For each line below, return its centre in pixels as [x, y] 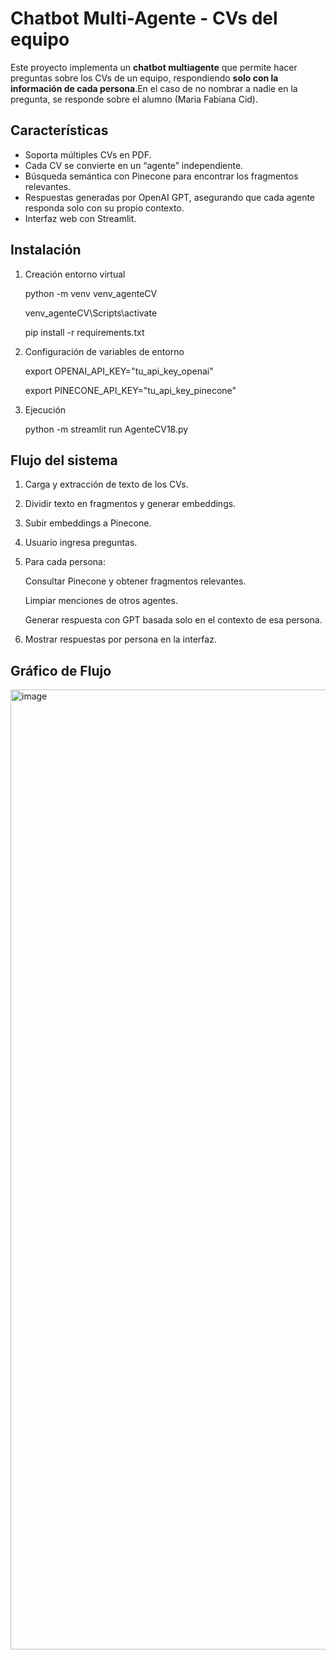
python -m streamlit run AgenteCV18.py [106, 429]
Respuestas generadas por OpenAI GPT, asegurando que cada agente [170, 197]
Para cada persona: [65, 562]
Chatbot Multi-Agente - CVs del [144, 18]
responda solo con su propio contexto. [104, 208]
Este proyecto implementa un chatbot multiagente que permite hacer [154, 67]
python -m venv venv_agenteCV [91, 293]
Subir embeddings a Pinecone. [88, 523]
